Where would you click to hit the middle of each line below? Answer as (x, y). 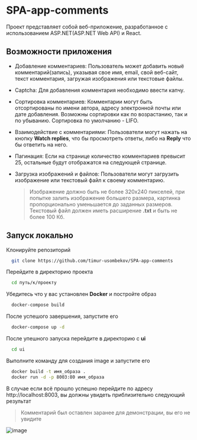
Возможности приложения (59, 52)
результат (19, 401)
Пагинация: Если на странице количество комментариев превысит (100, 156)
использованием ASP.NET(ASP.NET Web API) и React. (74, 33)
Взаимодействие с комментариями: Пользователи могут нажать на (101, 132)
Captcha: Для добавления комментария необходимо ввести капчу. (100, 90)
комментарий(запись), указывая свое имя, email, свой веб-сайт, (96, 72)
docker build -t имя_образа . (49, 371)
